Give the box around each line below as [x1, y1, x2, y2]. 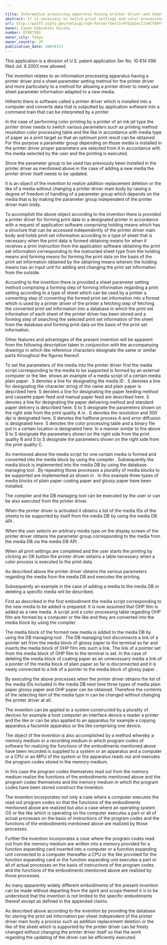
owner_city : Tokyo [5, 35, 43, 40]
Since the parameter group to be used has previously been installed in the [5, 160, 157, 166]
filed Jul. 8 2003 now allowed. [5, 63, 67, 69]
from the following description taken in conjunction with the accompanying [5, 342, 159, 348]
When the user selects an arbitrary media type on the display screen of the [5, 528, 159, 534]
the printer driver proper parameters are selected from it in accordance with [5, 145, 161, 151]
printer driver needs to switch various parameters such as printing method [5, 124, 158, 130]
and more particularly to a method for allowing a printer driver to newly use [5, 83, 159, 89]
